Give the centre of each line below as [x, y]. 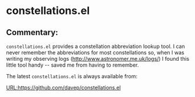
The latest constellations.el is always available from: [72, 76]
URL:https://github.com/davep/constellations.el [63, 88]
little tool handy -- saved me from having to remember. [72, 65]
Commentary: [32, 32]
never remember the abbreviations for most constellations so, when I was [95, 53]
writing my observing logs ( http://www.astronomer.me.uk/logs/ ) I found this [98, 59]
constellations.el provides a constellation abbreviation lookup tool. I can [96, 46]
